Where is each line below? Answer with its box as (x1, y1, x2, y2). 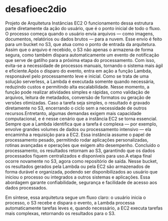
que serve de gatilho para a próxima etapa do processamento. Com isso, (5, 57, 155, 63)
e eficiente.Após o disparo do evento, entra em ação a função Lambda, (5, 67, 152, 73)
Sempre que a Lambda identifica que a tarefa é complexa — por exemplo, (5, 121, 158, 127)
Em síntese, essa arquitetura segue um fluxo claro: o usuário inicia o (5, 194, 146, 200)
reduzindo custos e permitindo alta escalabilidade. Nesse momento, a (5, 83, 149, 89)
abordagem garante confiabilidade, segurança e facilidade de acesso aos (5, 179, 157, 185)
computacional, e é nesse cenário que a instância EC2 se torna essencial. (5, 115, 158, 121)
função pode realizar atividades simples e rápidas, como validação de (5, 89, 150, 95)
